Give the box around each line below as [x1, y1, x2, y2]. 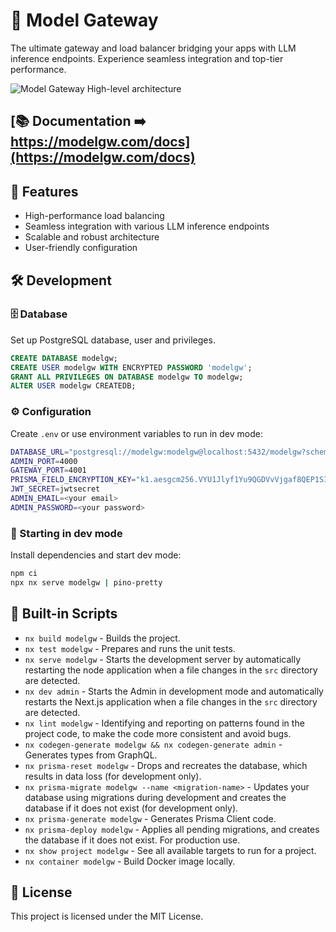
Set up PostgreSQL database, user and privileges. [10, 334, 216, 346]
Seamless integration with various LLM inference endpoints [24, 220, 270, 233]
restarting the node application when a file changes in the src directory [24, 664, 318, 676]
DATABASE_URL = [10, 447, 70, 457]
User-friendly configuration [24, 242, 138, 254]
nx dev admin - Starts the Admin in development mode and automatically [24, 685, 324, 697]
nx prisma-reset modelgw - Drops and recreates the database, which [24, 759, 308, 771]
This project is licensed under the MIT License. [10, 910, 204, 923]
